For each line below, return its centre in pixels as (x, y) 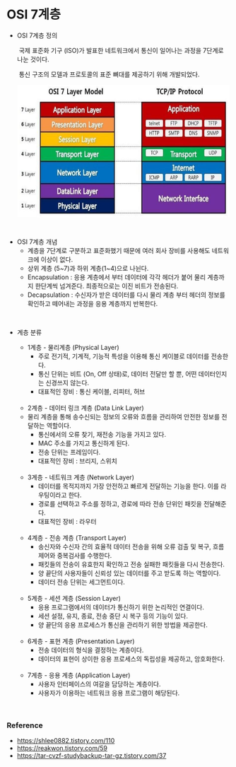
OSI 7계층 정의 (37, 35)
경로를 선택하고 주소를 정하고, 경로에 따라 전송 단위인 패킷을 (120, 503)
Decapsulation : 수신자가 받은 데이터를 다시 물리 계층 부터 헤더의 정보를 (126, 295)
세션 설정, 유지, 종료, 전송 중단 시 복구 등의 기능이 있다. (113, 616)
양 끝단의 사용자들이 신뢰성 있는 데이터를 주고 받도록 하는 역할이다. (129, 573)
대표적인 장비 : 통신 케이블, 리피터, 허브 (92, 391)
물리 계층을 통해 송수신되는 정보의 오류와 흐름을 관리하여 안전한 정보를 (124, 416)
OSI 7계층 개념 (37, 242)
